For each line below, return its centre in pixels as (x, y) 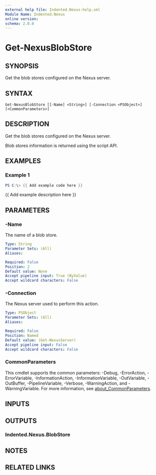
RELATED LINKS (30, 467)
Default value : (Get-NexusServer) (41, 340)
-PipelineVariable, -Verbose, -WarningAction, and (77, 383)
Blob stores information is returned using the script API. (61, 146)
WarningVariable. (23, 388)
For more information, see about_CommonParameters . (96, 388)
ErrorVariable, (19, 378)
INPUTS (17, 404)
